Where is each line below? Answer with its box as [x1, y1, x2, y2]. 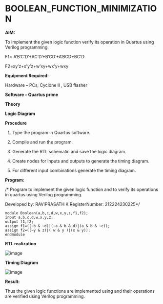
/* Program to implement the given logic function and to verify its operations [5, 187, 159, 192]
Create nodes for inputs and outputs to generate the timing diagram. [12, 158, 150, 164]
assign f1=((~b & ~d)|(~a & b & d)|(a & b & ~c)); [5, 223, 110, 228]
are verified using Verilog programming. [5, 293, 85, 299]
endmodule [5, 232, 25, 237]
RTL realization [5, 240, 37, 246]
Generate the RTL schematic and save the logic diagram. [12, 148, 127, 154]
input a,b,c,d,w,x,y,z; [5, 215, 54, 220]
